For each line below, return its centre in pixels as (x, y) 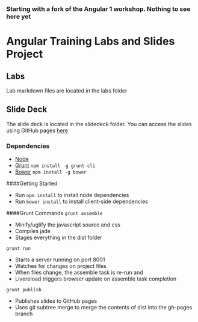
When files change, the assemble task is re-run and (79, 273)
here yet (19, 16)
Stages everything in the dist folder (58, 238)
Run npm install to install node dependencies (72, 195)
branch (24, 314)
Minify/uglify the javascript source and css (67, 225)
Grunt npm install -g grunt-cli (55, 166)
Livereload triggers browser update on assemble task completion (96, 279)
